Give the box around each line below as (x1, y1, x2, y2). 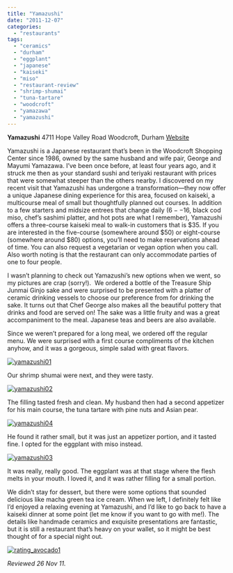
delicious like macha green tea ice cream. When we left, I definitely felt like (7, 495, 221, 503)
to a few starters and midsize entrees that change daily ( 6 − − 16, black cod (7, 206, 221, 214)
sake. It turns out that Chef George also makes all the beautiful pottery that (7, 300, 222, 309)
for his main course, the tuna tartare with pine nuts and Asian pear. (7, 405, 198, 413)
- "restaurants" (13, 29, 61, 37)
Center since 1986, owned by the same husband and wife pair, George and (7, 154, 221, 162)
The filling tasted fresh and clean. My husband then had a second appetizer (7, 398, 225, 406)
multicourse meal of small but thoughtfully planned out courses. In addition (7, 198, 223, 206)
